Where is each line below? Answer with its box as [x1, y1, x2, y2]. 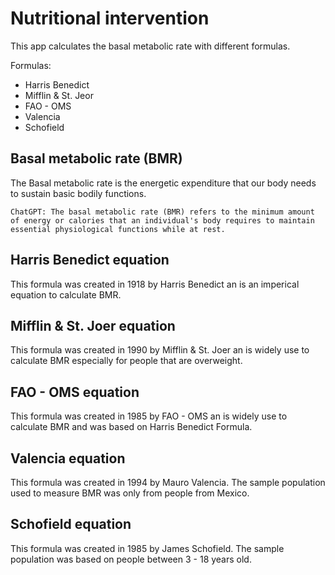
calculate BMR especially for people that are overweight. [10, 355, 243, 367]
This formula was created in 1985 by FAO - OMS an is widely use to [10, 410, 288, 422]
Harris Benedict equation [10, 252, 170, 269]
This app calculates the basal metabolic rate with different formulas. [10, 40, 291, 52]
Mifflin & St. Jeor [24, 89, 94, 101]
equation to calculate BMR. [10, 288, 122, 301]
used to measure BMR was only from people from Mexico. [10, 487, 250, 499]
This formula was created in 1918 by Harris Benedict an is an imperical [10, 278, 300, 290]
